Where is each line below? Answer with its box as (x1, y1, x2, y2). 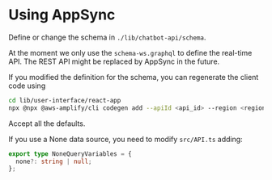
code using (8, 81, 46, 90)
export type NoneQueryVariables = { (8, 149, 132, 158)
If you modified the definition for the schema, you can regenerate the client (8, 72, 259, 82)
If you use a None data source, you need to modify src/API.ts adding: (8, 134, 243, 144)
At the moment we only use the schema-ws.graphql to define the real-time (8, 48, 253, 57)
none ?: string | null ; (15, 157, 92, 165)
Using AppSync (8, 6, 116, 24)
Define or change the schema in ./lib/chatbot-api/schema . (8, 32, 206, 42)
